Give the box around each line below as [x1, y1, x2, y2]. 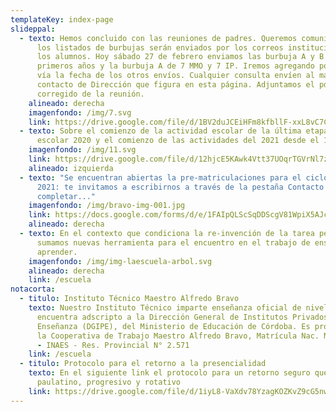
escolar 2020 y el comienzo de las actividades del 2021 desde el [36, 136, 320, 146]
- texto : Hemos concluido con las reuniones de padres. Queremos [19, 33, 298, 43]
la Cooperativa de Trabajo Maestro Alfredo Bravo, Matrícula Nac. [36, 331, 320, 341]
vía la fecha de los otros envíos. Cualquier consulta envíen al [36, 71, 315, 81]
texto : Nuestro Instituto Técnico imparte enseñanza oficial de [28, 303, 302, 313]
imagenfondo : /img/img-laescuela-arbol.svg [28, 256, 213, 266]
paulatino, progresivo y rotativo [36, 377, 182, 387]
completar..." [36, 191, 97, 201]
